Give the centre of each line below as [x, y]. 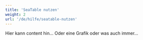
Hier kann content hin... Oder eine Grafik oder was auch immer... [72, 33]
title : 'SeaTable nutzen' [32, 10]
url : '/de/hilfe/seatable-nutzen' [41, 19]
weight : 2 [16, 14]
